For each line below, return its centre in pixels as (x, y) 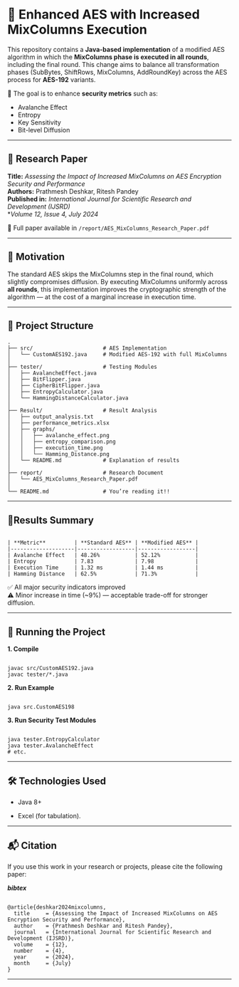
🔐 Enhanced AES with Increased (104, 15)
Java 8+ (30, 802)
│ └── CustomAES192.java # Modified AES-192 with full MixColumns (117, 355)
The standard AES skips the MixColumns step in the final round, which (110, 274)
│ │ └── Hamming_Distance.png (59, 454)
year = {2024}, (44, 957)
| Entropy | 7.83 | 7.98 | (103, 562)
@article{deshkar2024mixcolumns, (57, 907)
